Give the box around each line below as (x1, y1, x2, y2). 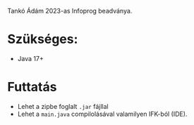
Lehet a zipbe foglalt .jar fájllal (17, 102, 109, 110)
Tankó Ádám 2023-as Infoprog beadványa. (7, 7, 133, 15)
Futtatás (7, 79, 57, 95)
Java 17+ (17, 54, 44, 63)
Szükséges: (7, 32, 78, 47)
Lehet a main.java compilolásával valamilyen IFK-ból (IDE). (17, 110, 188, 118)
